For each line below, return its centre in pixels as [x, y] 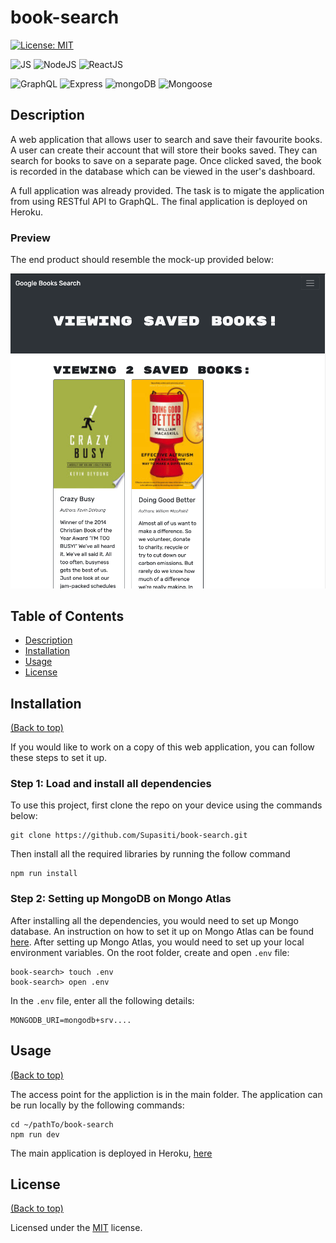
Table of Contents [67, 616]
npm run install [44, 874]
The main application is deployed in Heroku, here [111, 1153]
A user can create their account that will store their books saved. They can [164, 150]
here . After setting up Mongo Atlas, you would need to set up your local [157, 942]
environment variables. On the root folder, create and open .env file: [150, 952]
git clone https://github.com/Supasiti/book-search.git [129, 836]
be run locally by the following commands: [97, 1105]
